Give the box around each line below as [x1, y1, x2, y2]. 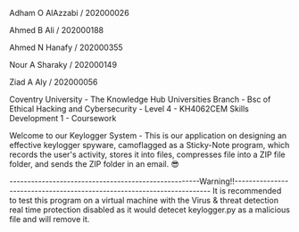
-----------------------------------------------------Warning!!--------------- [9, 176, 289, 186]
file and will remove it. [9, 214, 90, 224]
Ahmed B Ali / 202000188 [9, 25, 104, 35]
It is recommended [212, 186, 282, 195]
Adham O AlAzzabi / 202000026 [9, 8, 129, 18]
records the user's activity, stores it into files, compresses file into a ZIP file [9, 149, 286, 160]
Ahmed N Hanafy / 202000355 [9, 42, 123, 53]
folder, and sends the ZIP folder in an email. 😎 [9, 159, 180, 169]
